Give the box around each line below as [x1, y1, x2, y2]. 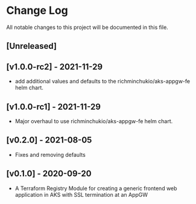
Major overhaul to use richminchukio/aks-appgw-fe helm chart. [14, 117, 173, 124]
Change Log [6, 4, 68, 18]
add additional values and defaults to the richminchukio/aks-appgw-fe [14, 78, 191, 85]
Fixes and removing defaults [14, 151, 86, 158]
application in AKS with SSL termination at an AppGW [14, 191, 148, 198]
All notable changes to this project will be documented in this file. [6, 24, 169, 31]
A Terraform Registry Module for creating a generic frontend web [14, 185, 177, 192]
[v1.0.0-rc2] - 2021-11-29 [6, 62, 103, 72]
